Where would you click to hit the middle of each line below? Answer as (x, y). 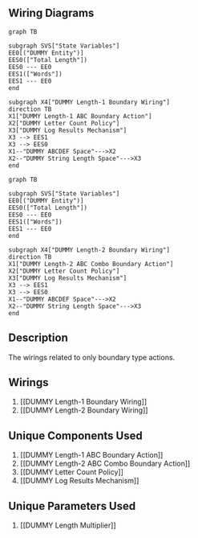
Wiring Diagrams (51, 13)
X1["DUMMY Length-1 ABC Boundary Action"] (80, 116)
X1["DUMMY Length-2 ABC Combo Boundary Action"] (91, 264)
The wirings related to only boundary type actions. (92, 357)
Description (38, 338)
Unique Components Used (75, 435)
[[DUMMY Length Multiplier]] (68, 525)
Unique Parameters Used (72, 506)
